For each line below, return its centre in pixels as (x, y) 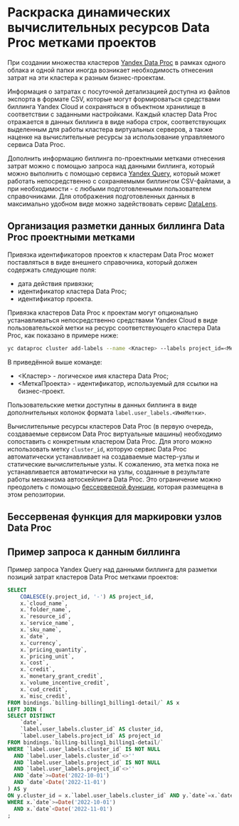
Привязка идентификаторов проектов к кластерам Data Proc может (111, 255)
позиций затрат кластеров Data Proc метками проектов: (93, 577)
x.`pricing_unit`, (47, 656)
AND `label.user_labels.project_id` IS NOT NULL (87, 763)
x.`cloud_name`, (44, 603)
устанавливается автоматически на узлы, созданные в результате (108, 471)
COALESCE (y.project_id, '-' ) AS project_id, (87, 596)
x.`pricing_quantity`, (54, 650)
